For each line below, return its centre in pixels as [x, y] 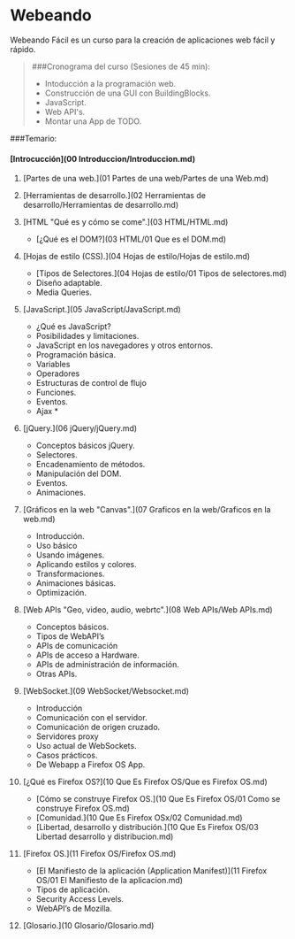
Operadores [58, 373]
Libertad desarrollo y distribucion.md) [105, 836]
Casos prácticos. [67, 755]
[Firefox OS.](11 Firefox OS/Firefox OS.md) [99, 854]
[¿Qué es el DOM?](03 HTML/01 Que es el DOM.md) [131, 239]
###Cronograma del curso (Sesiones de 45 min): [121, 66]
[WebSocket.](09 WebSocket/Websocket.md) [106, 691]
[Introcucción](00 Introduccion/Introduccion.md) [103, 158]
